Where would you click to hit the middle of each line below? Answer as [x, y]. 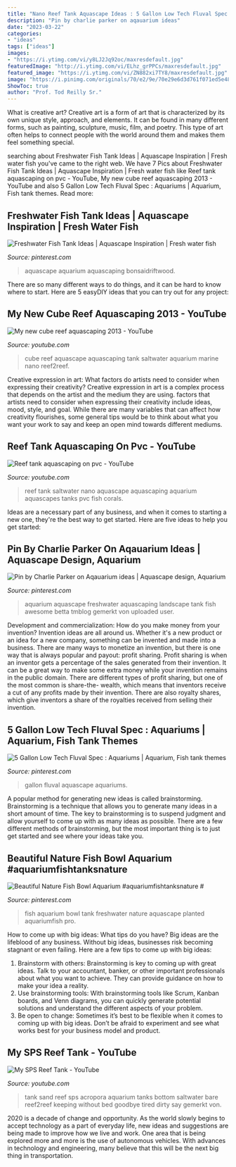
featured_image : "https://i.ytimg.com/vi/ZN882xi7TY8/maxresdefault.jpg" [118, 73]
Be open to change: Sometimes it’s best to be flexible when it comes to [120, 1016]
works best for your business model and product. [88, 1030]
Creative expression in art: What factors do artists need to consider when [113, 379]
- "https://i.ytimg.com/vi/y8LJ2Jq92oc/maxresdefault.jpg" [96, 60]
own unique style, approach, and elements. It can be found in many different [118, 120]
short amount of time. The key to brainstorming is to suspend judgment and [117, 813]
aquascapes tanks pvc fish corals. [74, 498]
